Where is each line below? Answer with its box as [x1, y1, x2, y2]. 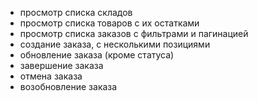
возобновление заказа [19, 81, 118, 92]
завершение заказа [19, 60, 104, 71]
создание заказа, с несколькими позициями [19, 38, 211, 50]
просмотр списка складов [19, 7, 133, 18]
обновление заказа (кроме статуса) [19, 49, 175, 61]
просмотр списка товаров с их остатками [19, 17, 200, 29]
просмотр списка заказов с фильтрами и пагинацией [19, 28, 249, 39]
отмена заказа [19, 70, 83, 82]
